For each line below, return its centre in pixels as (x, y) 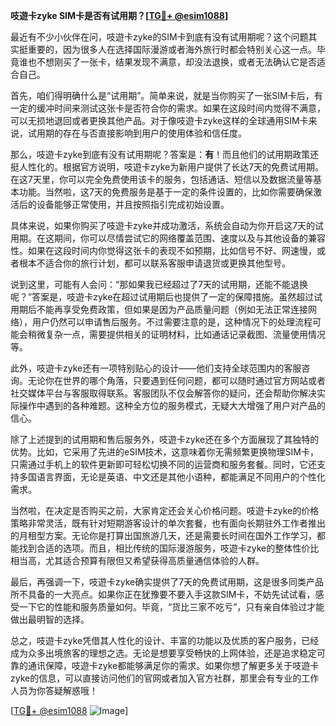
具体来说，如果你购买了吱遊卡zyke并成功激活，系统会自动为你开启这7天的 (163, 225)
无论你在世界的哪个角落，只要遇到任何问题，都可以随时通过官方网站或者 (176, 380)
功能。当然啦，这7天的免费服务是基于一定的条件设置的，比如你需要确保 (165, 192)
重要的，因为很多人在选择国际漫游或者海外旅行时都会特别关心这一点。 (172, 49)
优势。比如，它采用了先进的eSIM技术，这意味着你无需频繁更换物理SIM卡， (164, 452)
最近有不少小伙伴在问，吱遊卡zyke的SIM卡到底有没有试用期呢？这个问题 (159, 37)
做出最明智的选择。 (50, 619)
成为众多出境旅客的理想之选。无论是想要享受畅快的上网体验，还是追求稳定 (163, 653)
